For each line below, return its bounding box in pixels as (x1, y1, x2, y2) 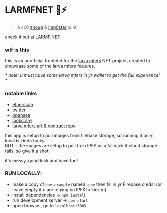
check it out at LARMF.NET (5, 34, 61, 40)
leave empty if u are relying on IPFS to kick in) (12, 186, 107, 192)
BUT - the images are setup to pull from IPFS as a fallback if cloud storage (5, 142, 158, 148)
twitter (12, 107, 26, 113)
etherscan (12, 101, 33, 107)
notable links (5, 90, 37, 97)
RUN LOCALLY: (5, 170, 42, 177)
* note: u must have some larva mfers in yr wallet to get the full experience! (5, 72, 160, 78)
